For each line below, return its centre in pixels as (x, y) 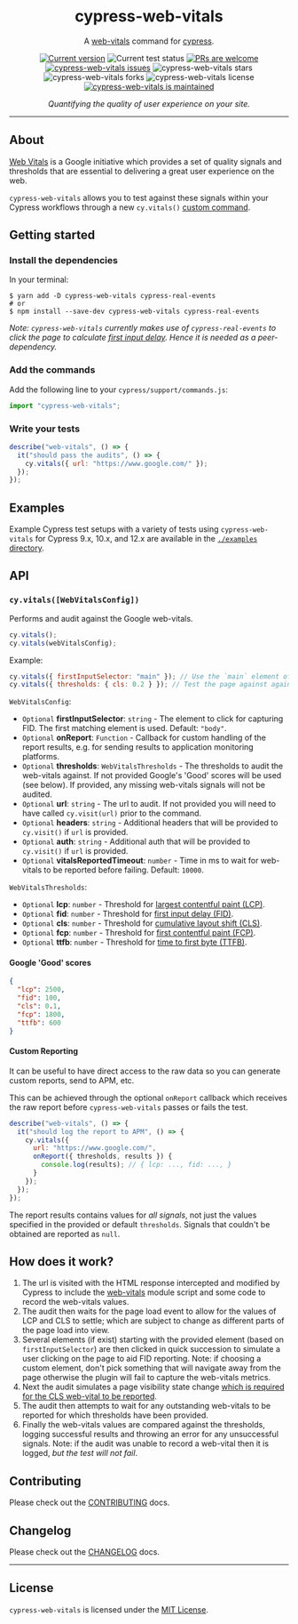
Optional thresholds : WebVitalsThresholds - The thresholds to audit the (153, 766)
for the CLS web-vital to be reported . (89, 1396)
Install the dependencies (63, 261)
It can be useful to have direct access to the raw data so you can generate (145, 1071)
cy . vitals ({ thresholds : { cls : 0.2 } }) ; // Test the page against (138, 685)
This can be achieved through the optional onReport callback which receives (149, 1097)
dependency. (33, 347)
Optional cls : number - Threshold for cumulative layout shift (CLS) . (142, 923)
